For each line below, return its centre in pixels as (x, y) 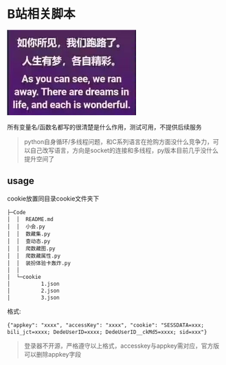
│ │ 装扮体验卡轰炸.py (39, 263)
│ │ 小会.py (26, 227)
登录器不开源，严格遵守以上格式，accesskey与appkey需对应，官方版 (122, 346)
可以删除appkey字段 (52, 354)
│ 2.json (33, 291)
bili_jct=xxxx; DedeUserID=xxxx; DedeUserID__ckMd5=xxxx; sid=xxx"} (107, 332)
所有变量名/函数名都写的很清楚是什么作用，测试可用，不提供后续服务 (105, 127)
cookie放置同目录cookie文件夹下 (53, 198)
